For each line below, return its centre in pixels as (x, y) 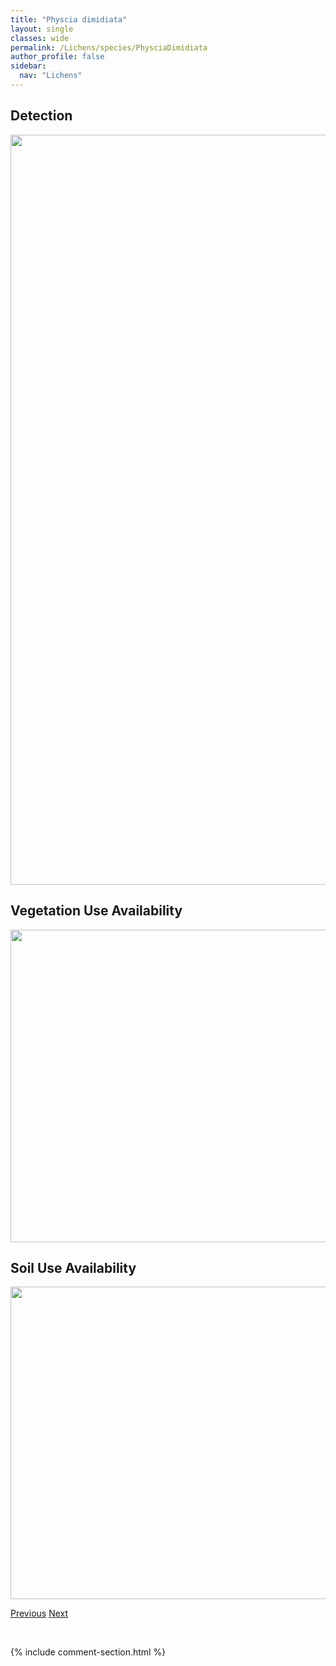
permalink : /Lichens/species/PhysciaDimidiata (109, 47)
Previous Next (39, 1613)
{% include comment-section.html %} (88, 1652)
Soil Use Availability (73, 1267)
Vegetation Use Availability (96, 911)
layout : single (42, 29)
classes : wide (40, 38)
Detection (41, 116)
